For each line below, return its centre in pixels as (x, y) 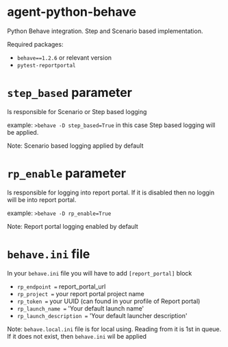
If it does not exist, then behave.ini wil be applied (77, 336)
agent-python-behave (72, 12)
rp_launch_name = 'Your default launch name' (80, 308)
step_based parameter (69, 93)
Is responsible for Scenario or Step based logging (77, 111)
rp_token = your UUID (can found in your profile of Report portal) (109, 301)
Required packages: (35, 44)
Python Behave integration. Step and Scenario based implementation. (105, 31)
